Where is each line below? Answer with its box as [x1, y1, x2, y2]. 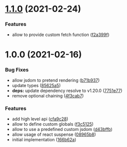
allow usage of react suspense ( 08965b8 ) [12, 131, 96, 137]
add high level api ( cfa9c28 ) [12, 116, 69, 122]
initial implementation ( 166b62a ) [12, 137, 77, 143]
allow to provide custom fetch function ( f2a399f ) [12, 32, 110, 37]
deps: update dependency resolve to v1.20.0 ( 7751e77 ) [12, 88, 123, 93]
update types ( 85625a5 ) [12, 82, 61, 88]
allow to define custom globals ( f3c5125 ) [12, 121, 94, 127]
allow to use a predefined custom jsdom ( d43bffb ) [12, 127, 113, 132]
